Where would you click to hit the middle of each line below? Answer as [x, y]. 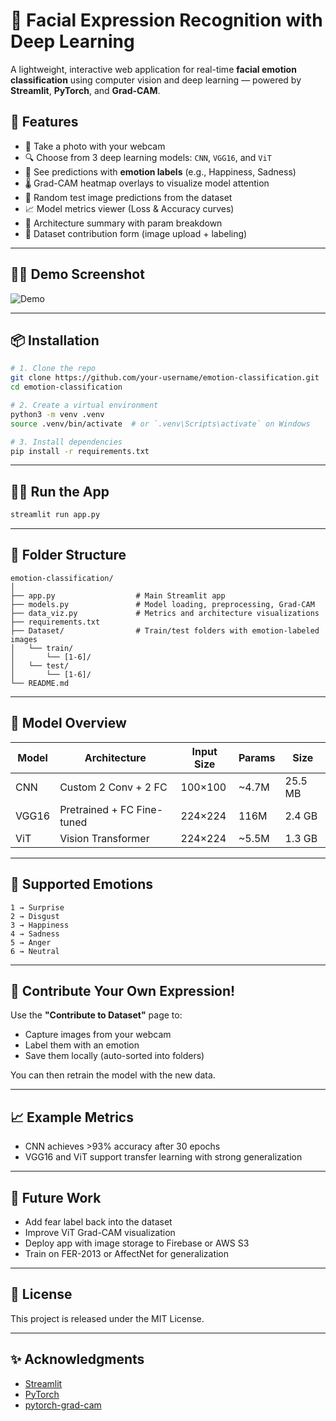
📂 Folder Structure [68, 555]
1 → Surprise [37, 907]
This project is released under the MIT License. [107, 1318]
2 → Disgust [35, 916]
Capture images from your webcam [98, 1035]
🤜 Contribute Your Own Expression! [123, 990]
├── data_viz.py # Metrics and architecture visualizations [165, 613]
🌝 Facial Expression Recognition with [166, 20]
